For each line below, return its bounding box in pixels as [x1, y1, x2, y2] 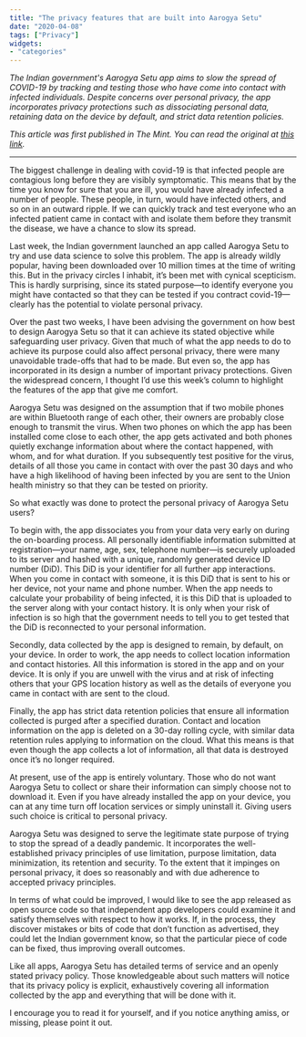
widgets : [9, 38, 43, 48]
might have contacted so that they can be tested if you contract [9, 289, 249, 300]
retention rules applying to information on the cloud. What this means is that [9, 735, 294, 746]
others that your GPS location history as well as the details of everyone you [9, 678, 291, 689]
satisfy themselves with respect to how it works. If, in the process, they [9, 914, 276, 925]
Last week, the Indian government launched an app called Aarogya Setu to [9, 241, 290, 252]
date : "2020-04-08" [9, 22, 84, 31]
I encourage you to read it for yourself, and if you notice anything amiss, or [9, 1008, 290, 1019]
